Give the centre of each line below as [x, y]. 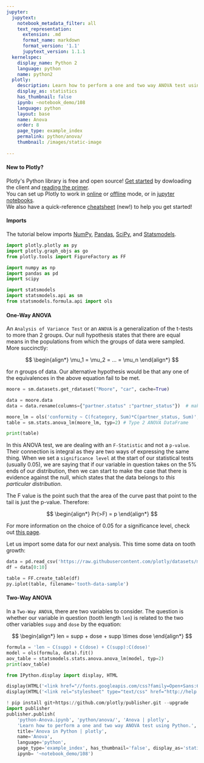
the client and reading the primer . [48, 187]
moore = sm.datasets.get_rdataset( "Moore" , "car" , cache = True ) [88, 389]
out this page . [24, 532]
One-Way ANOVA [29, 315]
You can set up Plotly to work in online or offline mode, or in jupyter [90, 194]
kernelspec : [27, 57]
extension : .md [42, 35]
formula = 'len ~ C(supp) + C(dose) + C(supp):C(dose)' [78, 647]
